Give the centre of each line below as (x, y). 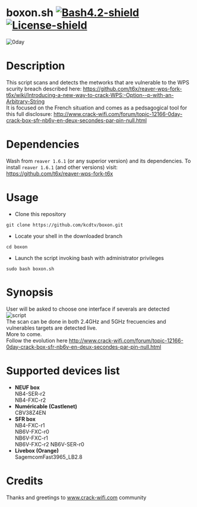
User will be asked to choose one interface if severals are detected (88, 309)
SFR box (25, 419)
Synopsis (30, 292)
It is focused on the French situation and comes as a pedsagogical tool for (97, 108)
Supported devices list (63, 370)
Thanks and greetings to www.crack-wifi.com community (76, 497)
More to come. (24, 334)
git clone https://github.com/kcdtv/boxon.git (65, 225)
